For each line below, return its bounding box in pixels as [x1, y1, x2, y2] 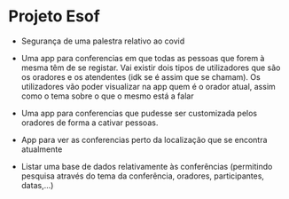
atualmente [20, 144, 63, 155]
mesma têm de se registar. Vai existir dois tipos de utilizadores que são [20, 62, 281, 73]
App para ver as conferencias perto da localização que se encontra [20, 134, 268, 145]
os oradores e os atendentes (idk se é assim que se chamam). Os [20, 71, 261, 82]
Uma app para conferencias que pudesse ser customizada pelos [20, 107, 258, 118]
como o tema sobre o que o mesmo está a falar [20, 91, 194, 101]
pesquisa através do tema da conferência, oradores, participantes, [20, 171, 265, 181]
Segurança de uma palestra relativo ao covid [20, 36, 185, 46]
